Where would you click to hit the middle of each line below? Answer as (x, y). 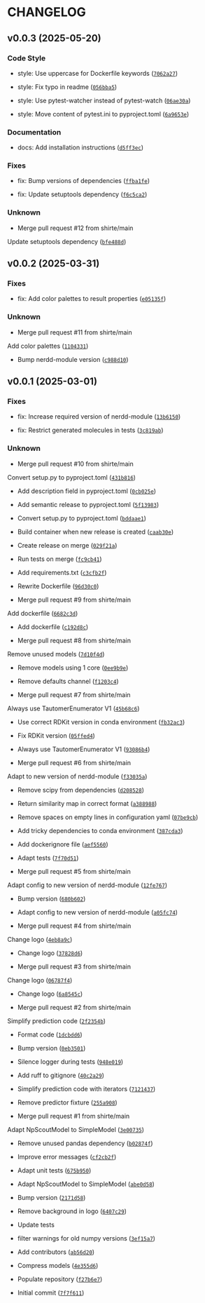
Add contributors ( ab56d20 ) (56, 1252)
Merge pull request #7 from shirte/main (74, 694)
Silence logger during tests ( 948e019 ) (70, 1061)
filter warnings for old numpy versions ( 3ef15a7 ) (86, 1238)
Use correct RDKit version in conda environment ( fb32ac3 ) (101, 722)
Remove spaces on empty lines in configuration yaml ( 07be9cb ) (108, 817)
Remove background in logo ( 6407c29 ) (72, 1211)
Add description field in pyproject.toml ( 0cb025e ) (86, 491)
